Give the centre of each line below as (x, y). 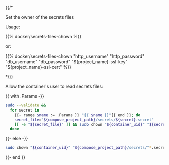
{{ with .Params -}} (25, 96)
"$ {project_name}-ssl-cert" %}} (38, 67)
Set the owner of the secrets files (40, 17)
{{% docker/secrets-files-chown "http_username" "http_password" (75, 56)
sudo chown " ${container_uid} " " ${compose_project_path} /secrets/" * (78, 148)
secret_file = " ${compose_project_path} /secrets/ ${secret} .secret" (84, 120)
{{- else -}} (17, 139)
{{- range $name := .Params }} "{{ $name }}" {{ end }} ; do (77, 115)
